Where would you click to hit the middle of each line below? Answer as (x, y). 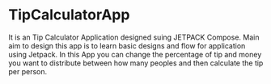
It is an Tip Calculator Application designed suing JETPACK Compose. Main (134, 37)
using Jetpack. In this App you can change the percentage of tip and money (135, 54)
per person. (28, 71)
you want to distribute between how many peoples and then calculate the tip (136, 63)
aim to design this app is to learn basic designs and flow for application (127, 45)
